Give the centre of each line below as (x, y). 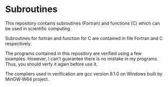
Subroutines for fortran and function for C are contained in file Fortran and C (84, 38)
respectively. (18, 43)
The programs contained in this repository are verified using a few (73, 53)
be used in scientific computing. (38, 28)
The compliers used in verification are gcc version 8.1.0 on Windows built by (84, 73)
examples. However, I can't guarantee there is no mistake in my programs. (82, 58)
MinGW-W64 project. (27, 79)
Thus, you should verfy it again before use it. (51, 64)
